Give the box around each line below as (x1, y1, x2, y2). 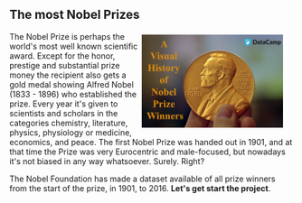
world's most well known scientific (9, 41, 138, 51)
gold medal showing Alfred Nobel (9, 78, 134, 89)
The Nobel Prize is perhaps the (9, 31, 125, 42)
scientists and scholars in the (9, 107, 118, 118)
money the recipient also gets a (9, 69, 127, 80)
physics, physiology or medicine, (9, 126, 133, 138)
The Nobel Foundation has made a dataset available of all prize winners (9, 173, 276, 184)
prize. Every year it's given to (9, 98, 118, 109)
